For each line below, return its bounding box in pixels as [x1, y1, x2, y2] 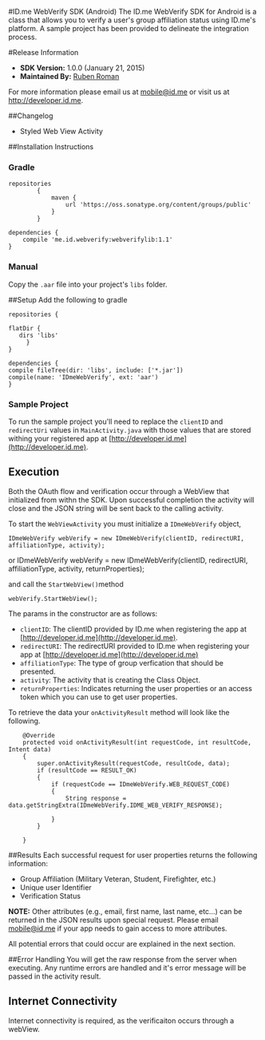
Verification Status [19, 891, 81, 900]
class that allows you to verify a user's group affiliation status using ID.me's [8, 15, 256, 25]
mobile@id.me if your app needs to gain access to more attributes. [8, 923, 227, 933]
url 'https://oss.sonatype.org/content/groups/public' [65, 201, 251, 209]
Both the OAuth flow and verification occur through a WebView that [8, 486, 230, 496]
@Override [22, 731, 56, 739]
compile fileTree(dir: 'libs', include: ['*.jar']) [8, 366, 184, 374]
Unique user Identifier [19, 882, 92, 892]
